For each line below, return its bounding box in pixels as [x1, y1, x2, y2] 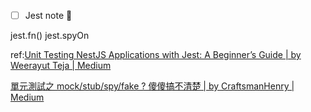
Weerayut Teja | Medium [10, 60, 112, 72]
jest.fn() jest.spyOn [10, 30, 90, 42]
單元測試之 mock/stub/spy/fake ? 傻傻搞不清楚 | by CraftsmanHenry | [10, 80, 295, 92]
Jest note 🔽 [24, 10, 73, 21]
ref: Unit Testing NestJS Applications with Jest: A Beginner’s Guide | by [10, 49, 302, 61]
